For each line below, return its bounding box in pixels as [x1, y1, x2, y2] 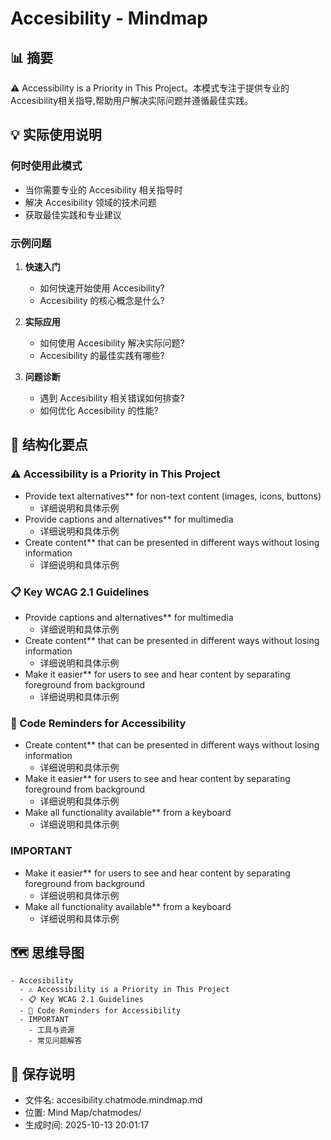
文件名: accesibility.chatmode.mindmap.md [24, 1094, 203, 1106]
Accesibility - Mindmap [10, 7, 208, 30]
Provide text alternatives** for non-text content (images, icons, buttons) [24, 490, 322, 502]
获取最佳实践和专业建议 [24, 208, 122, 221]
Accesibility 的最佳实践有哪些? [39, 349, 165, 361]
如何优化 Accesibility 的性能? [39, 404, 159, 416]
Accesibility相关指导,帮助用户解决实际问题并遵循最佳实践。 [10, 95, 254, 106]
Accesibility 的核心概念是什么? [39, 294, 165, 306]
